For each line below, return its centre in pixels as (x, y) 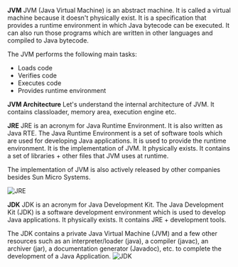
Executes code (39, 83)
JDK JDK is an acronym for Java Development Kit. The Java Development (115, 205)
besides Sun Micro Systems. (49, 177)
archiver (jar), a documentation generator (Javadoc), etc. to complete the (114, 249)
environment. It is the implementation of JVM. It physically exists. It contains (119, 148)
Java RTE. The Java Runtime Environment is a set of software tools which (115, 133)
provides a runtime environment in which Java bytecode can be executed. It (118, 25)
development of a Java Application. (59, 256)
